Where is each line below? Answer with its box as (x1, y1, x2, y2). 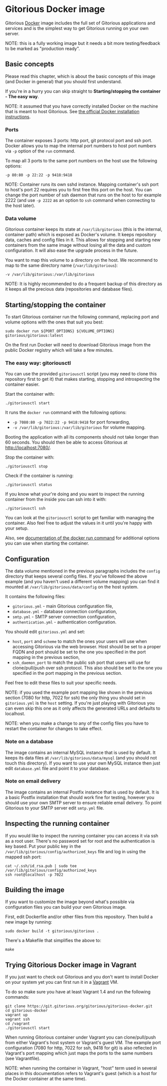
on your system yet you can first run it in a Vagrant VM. (5, 979, 119, 985)
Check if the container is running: (5, 472, 74, 479)
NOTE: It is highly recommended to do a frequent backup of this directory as (5, 281, 163, 287)
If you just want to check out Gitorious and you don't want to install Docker (5, 974, 159, 980)
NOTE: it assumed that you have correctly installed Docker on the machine (5, 103, 159, 109)
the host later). (5, 203, 35, 209)
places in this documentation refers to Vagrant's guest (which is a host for (5, 1071, 157, 1077)
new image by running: (5, 919, 52, 925)
